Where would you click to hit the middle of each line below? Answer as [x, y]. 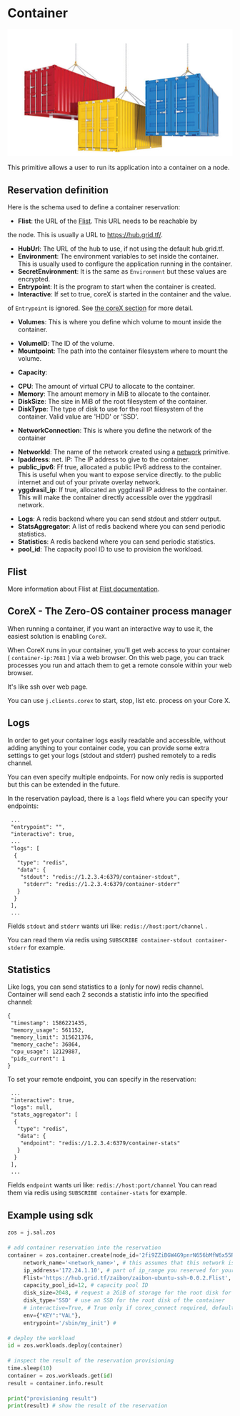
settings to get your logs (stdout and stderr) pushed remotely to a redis [112, 755]
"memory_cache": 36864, [46, 1044]
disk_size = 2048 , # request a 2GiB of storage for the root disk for [127, 1293]
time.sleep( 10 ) [30, 1368]
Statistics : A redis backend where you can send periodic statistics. [116, 542]
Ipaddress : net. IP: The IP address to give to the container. [104, 459]
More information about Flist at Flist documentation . [84, 589]
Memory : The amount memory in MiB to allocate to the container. [114, 394]
